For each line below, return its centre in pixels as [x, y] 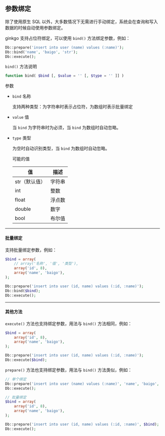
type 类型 [22, 138]
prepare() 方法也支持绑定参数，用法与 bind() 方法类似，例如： [69, 370]
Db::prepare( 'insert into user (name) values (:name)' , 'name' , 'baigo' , [82, 384]
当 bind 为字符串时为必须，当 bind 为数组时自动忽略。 [67, 128]
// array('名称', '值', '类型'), [46, 264]
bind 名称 [22, 96]
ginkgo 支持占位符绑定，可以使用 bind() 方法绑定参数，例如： [68, 38]
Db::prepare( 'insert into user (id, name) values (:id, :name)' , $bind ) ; [82, 424]
